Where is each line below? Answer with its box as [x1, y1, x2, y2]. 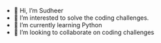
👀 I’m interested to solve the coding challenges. [13, 14, 149, 22]
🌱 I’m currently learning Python [13, 21, 102, 29]
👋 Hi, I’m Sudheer [13, 7, 64, 14]
